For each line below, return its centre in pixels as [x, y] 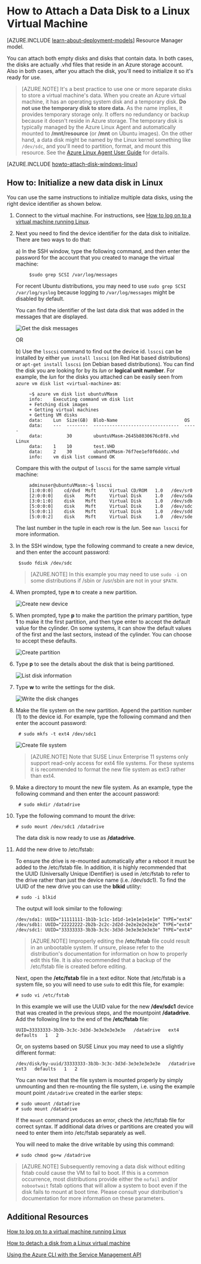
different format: [36, 1053]
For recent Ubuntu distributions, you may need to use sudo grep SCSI [100, 286]
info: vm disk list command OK [72, 457]
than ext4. [43, 775]
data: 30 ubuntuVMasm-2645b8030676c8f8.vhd [104, 436]
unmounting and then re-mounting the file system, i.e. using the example [105, 1086]
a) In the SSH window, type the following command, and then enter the [103, 251]
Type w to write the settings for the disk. [65, 687]
